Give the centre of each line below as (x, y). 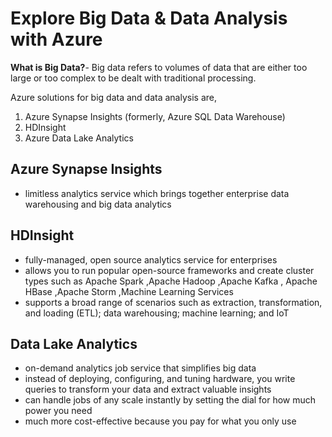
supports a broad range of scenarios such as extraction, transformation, (173, 302)
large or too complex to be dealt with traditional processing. (133, 78)
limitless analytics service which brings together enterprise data (157, 193)
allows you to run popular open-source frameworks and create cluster (169, 270)
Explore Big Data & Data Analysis (149, 18)
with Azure (56, 39)
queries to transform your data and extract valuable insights (148, 389)
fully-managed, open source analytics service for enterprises (151, 259)
